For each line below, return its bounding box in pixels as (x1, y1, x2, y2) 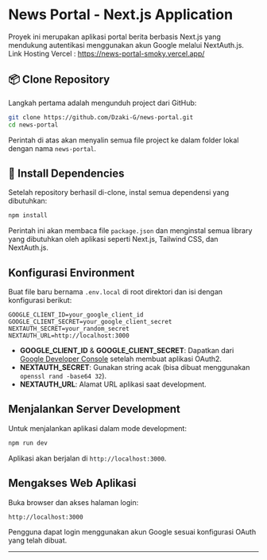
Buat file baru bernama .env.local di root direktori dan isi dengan (8, 287, 223, 296)
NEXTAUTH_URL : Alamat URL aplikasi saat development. (19, 379, 207, 389)
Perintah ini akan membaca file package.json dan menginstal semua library (8, 226, 253, 235)
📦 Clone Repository (8, 73, 110, 87)
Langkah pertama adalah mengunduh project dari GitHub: (8, 98, 197, 107)
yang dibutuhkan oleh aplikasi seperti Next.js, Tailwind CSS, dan (8, 235, 219, 244)
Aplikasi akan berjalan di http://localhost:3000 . (8, 453, 167, 463)
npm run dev (8, 439, 48, 447)
